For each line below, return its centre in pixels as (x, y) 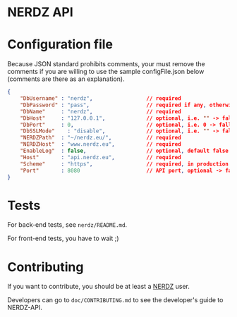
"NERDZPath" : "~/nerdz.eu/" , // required (101, 138)
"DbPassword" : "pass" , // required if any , (113, 105)
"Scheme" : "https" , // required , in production (124, 164)
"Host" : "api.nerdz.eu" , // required (101, 157)
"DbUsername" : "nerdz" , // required (101, 99)
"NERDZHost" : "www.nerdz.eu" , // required (101, 144)
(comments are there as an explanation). (66, 79)
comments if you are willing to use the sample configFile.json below (106, 72)
